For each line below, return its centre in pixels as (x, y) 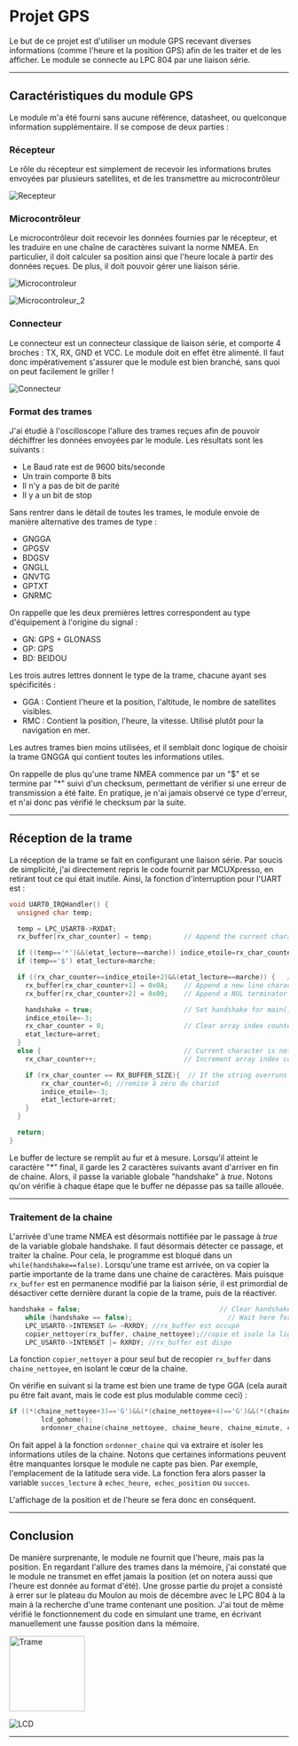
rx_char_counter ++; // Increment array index (152, 1059)
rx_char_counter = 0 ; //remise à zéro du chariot (130, 1083)
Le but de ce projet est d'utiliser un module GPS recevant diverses (130, 41)
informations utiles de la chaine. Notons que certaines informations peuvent (148, 1455)
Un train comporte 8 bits (67, 476)
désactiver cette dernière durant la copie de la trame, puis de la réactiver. (143, 1294)
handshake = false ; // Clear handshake (150, 1309)
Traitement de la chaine (61, 1217)
